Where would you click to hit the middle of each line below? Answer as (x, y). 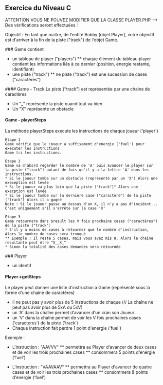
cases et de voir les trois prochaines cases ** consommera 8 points (80, 372)
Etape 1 (13, 140)
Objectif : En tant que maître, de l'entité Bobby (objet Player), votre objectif (80, 34)
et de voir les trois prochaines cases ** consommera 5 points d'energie (83, 352)
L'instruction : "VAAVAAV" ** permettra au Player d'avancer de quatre (82, 367)
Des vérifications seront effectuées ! (41, 25)
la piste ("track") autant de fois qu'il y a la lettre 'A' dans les (77, 170)
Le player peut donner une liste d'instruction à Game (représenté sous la (78, 288)
